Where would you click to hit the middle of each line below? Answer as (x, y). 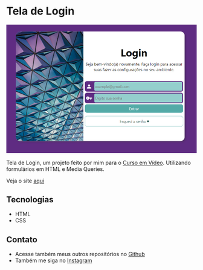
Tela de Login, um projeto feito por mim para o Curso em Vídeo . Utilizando (99, 162)
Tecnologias (30, 200)
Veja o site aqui (25, 181)
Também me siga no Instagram (53, 260)
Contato (22, 239)
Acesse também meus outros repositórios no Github (80, 254)
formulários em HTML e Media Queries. (55, 169)
